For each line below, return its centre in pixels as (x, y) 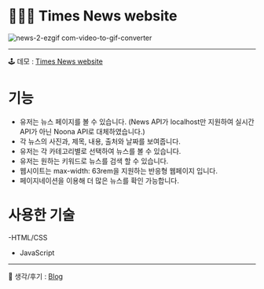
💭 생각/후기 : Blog (36, 276)
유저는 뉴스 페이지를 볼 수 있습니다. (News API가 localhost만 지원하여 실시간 (137, 122)
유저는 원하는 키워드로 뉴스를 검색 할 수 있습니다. (94, 161)
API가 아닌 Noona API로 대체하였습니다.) (82, 131)
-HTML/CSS (28, 237)
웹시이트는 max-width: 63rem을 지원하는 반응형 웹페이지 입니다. (119, 170)
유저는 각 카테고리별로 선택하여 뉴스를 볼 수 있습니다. (100, 151)
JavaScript (37, 252)
